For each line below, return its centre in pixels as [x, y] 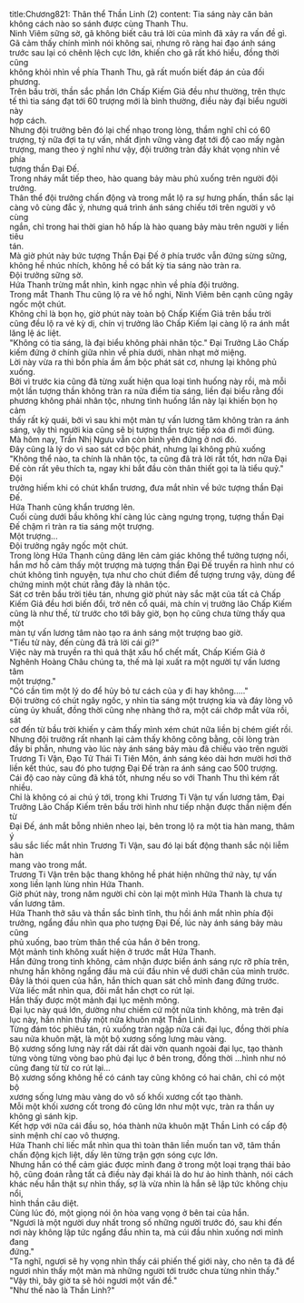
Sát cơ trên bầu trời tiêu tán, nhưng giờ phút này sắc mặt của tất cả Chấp [145, 594]
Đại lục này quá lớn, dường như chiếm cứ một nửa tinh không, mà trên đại [147, 1010]
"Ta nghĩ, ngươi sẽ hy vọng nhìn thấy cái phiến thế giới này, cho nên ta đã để [152, 1261]
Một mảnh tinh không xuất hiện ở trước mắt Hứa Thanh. [113, 952]
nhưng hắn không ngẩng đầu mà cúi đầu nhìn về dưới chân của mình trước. [150, 971]
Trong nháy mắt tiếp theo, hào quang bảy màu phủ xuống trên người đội [144, 178]
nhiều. [21, 788]
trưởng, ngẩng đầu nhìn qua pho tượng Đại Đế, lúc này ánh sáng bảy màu [146, 923]
